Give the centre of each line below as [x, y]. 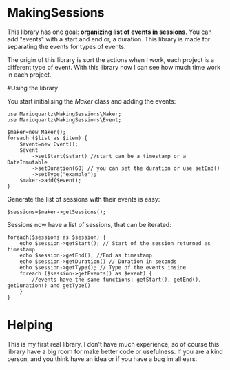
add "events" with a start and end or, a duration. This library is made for [109, 39]
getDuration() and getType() [49, 285]
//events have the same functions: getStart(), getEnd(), [117, 280]
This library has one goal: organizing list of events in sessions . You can [109, 32]
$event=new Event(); [49, 144]
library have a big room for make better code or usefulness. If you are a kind [115, 351]
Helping [30, 325]
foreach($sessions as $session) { [57, 237]
